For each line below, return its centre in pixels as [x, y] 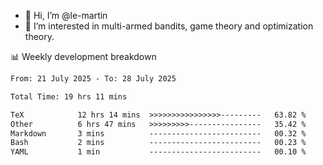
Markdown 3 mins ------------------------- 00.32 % [158, 133]
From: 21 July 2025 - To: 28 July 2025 [93, 79]
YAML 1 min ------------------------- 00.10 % [158, 152]
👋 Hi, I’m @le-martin [66, 15]
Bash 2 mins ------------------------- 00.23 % [158, 143]
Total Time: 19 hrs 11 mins [69, 96]
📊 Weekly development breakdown [83, 56]
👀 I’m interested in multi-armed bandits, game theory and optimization [169, 26]
